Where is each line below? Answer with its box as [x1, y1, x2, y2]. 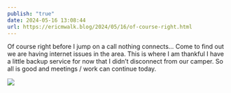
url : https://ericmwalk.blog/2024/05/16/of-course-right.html [7, 23, 192, 30]
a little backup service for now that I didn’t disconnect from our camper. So [7, 57, 224, 66]
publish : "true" [7, 10, 55, 17]
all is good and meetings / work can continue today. [7, 64, 157, 73]
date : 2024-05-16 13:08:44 [7, 17, 86, 24]
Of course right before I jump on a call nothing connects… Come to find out [7, 43, 224, 51]
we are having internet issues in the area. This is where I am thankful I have [7, 50, 224, 58]
